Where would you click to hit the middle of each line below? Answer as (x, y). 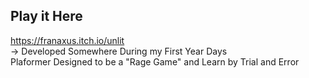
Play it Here (46, 16)
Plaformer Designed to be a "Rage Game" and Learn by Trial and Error (155, 61)
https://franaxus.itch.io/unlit (67, 40)
